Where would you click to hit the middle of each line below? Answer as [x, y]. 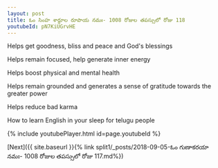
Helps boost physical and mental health [63, 73]
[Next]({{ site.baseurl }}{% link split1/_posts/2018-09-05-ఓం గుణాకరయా [108, 147]
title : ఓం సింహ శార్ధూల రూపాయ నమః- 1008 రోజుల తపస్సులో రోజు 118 [96, 20]
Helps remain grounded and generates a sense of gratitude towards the [109, 86]
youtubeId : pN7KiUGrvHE [42, 26]
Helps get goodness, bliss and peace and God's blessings [90, 46]
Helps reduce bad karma [43, 107]
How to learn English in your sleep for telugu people [81, 120]
